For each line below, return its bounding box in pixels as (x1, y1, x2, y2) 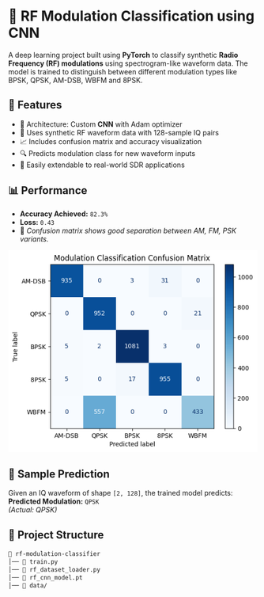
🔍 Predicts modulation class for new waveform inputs (19, 148, 196, 158)
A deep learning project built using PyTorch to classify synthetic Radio (8, 50, 239, 59)
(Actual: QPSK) (8, 505, 58, 515)
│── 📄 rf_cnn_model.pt (8, 574, 83, 582)
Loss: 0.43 (19, 217, 55, 226)
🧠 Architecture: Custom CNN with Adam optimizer (19, 119, 183, 129)
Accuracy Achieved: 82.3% (19, 209, 108, 219)
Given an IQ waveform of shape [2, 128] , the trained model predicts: (8, 489, 233, 498)
